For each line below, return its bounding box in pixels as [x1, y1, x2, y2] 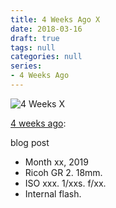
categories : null [10, 52, 83, 62]
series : [10, 61, 43, 71]
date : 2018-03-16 [10, 24, 83, 34]
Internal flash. [24, 187, 82, 200]
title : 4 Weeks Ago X [10, 14, 101, 25]
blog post [10, 136, 50, 148]
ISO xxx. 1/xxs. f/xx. [24, 177, 107, 189]
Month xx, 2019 [24, 156, 89, 168]
